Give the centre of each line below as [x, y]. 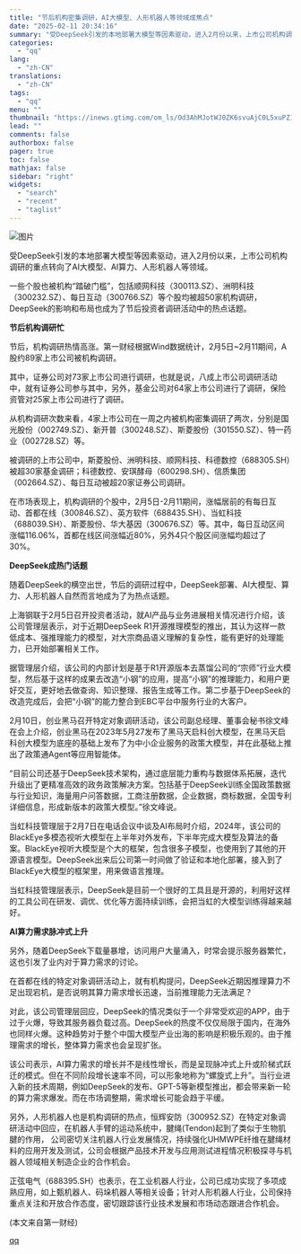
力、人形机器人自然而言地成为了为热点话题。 [92, 596]
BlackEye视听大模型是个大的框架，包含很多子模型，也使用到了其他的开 [155, 848]
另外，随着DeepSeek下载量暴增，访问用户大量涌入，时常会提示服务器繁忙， [150, 950]
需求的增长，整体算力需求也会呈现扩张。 [91, 1045]
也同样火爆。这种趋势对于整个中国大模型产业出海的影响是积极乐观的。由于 [146, 1033]
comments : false [39, 135]
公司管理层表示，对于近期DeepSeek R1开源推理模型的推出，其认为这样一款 [147, 626]
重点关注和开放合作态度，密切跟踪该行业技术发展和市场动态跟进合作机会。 [146, 1203]
